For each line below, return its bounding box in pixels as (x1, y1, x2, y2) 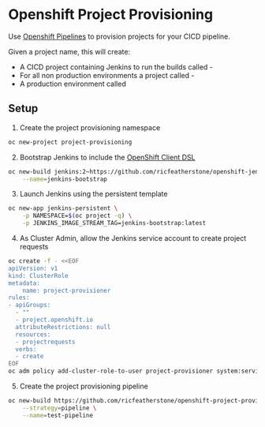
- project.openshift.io (15, 316, 93, 324)
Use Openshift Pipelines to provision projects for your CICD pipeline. (8, 32, 231, 41)
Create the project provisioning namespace (19, 122, 161, 132)
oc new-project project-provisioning (8, 138, 132, 146)
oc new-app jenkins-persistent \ (8, 204, 118, 212)
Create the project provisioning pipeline (19, 381, 148, 391)
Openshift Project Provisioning (8, 6, 214, 24)
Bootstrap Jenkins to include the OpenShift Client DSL (19, 152, 196, 162)
